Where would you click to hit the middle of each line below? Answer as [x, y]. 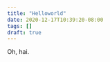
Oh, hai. [18, 52]
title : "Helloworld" [37, 13]
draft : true [24, 32]
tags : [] [20, 26]
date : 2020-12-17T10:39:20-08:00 [55, 20]
